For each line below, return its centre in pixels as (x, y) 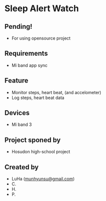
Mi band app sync (30, 65)
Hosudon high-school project (41, 152)
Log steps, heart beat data (38, 98)
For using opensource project (41, 38)
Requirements (26, 53)
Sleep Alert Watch (42, 9)
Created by (22, 167)
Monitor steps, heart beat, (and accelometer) (56, 92)
